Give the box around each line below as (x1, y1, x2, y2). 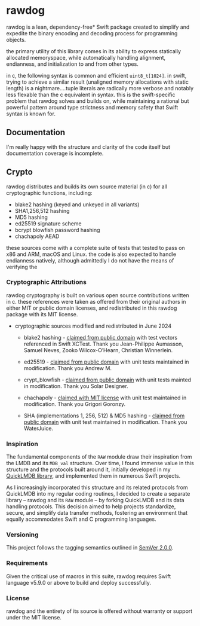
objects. (6, 36, 26, 43)
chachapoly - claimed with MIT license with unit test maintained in (23, 394, 187, 401)
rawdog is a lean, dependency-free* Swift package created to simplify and (6, 23, 190, 30)
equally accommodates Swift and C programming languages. (6, 515, 156, 523)
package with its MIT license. (6, 310, 78, 317)
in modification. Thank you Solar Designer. (23, 382, 128, 389)
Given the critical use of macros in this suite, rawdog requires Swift (6, 572, 171, 580)
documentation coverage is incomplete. (6, 149, 104, 157)
